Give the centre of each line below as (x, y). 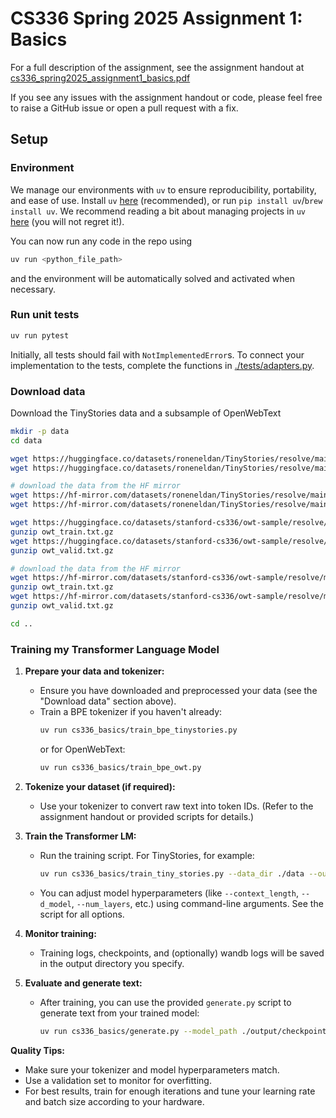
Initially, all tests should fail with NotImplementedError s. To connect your (157, 354)
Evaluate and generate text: (83, 983)
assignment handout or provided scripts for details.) (147, 816)
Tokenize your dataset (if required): (100, 786)
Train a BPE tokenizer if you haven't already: (131, 712)
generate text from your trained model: (119, 1013)
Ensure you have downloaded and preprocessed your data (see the (178, 691)
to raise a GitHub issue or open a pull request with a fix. (124, 108)
